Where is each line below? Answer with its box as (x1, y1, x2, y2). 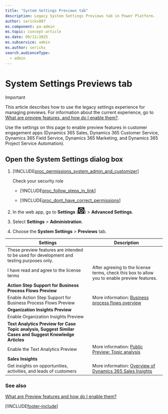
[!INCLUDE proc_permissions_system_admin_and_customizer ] (12, 168, 139, 174)
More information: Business (92, 294, 149, 300)
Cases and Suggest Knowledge (7, 331, 74, 337)
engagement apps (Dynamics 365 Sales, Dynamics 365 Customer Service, (5, 130, 159, 136)
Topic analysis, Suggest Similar (7, 326, 74, 332)
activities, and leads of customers (7, 368, 76, 374)
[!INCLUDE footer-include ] (5, 403, 58, 409)
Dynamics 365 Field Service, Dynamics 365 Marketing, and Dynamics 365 (5, 135, 158, 141)
